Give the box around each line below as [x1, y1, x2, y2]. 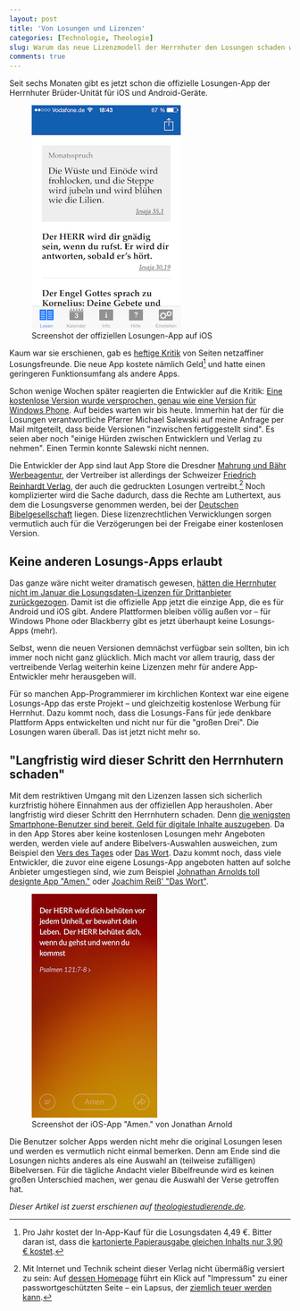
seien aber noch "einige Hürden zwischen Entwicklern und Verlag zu [9, 433, 262, 443]
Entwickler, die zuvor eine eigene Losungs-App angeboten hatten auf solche [9, 857, 291, 868]
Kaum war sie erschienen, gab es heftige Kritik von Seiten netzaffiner [9, 347, 264, 358]
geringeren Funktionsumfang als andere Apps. [9, 368, 180, 379]
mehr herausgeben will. [49, 672, 137, 682]
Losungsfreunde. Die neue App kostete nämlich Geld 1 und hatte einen [9, 357, 266, 369]
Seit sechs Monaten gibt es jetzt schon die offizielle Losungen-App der [9, 78, 271, 89]
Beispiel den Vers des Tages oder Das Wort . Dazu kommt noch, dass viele [9, 847, 282, 859]
